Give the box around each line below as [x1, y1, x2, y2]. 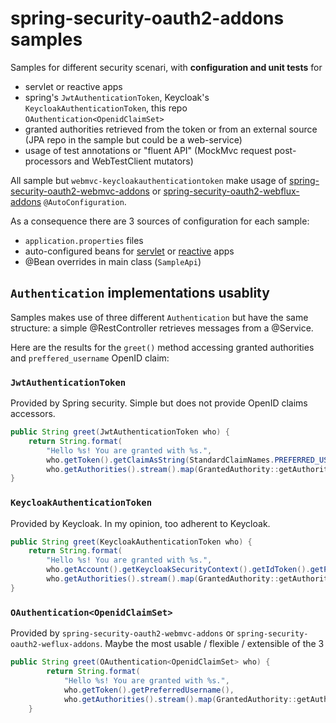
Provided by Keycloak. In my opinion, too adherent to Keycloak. [10, 517, 271, 529]
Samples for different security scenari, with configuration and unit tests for [10, 61, 323, 73]
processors [24, 155, 72, 167]
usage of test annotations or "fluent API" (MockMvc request [24, 144, 273, 156]
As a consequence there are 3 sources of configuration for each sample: [10, 215, 310, 227]
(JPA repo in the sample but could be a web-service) [24, 133, 243, 146]
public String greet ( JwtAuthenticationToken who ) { [10, 427, 230, 437]
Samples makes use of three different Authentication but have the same [10, 311, 309, 323]
